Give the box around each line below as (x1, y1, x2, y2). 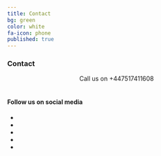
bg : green (7, 17, 36, 24)
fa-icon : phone (7, 29, 51, 37)
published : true (7, 36, 54, 43)
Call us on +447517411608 (79, 74, 154, 83)
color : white (7, 23, 45, 30)
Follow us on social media (7, 98, 83, 106)
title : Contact (7, 10, 51, 17)
